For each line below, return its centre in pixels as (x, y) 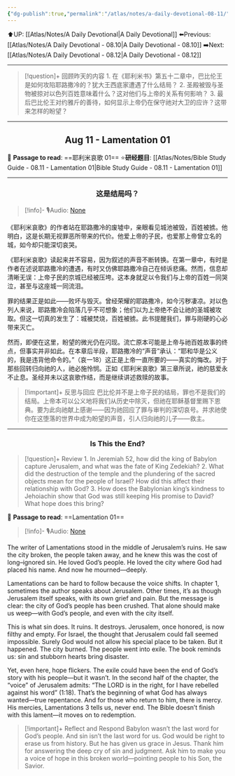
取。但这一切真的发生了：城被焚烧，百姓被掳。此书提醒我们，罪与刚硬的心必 (117, 318)
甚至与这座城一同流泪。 (53, 286)
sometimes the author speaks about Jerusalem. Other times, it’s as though (114, 591)
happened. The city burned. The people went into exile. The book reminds (114, 649)
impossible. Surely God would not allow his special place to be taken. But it (115, 642)
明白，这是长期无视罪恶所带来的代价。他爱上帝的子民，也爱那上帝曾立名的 (114, 236)
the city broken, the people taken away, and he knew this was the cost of (113, 555)
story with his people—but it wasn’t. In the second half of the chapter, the (113, 678)
